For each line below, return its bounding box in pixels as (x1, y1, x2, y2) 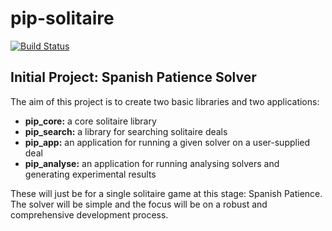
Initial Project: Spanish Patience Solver (10, 69, 257, 86)
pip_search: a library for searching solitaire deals (24, 125, 228, 137)
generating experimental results (24, 168, 157, 180)
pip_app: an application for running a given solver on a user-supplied (24, 136, 311, 148)
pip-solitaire (10, 7, 115, 30)
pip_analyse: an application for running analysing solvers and (24, 157, 280, 169)
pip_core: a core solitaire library (24, 115, 157, 127)
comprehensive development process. (10, 208, 169, 221)
